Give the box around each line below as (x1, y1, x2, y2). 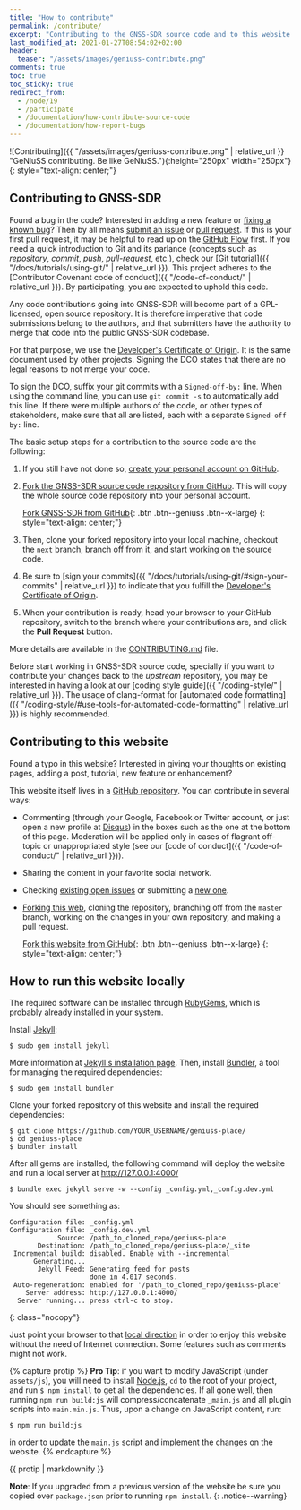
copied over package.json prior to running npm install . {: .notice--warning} (9, 1490, 288, 1501)
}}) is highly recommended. (9, 708, 110, 719)
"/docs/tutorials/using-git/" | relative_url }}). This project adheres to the (9, 262, 272, 273)
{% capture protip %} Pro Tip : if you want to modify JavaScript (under (9, 1366, 269, 1377)
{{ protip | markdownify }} (9, 1463, 105, 1474)
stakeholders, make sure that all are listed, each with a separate (9, 409, 245, 420)
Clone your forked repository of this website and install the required (9, 1100, 260, 1111)
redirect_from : (9, 88, 66, 97)
